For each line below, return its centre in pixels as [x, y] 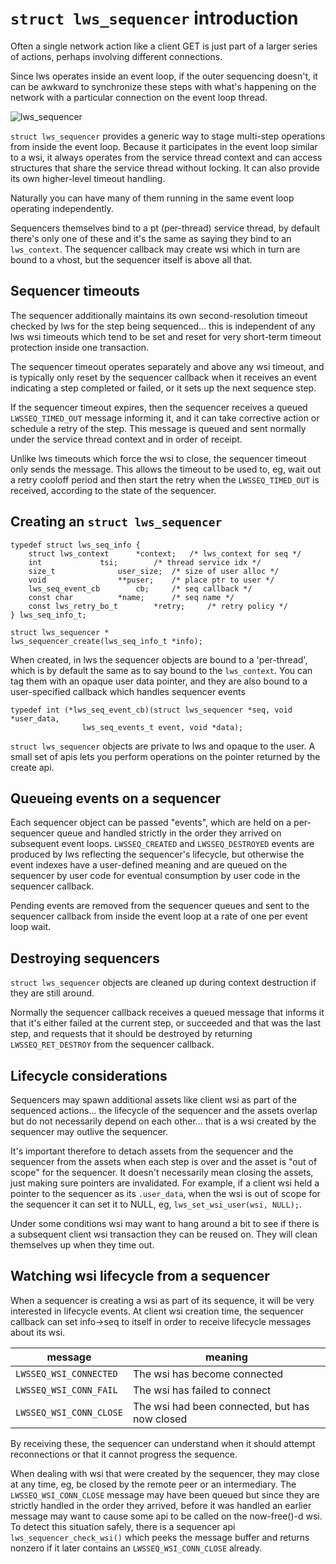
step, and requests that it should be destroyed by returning [131, 1034]
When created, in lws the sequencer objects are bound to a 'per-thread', [159, 659]
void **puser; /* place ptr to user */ [151, 580]
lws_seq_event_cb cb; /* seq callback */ [140, 588]
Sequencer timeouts [75, 291]
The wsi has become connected [207, 1374]
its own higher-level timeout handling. [88, 178]
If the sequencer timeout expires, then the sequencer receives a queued [159, 407]
